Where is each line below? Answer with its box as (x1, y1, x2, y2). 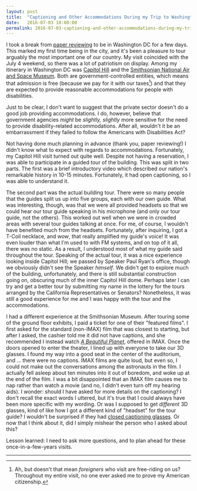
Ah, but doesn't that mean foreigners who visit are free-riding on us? (14, 466, 181, 473)
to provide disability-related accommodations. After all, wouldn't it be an (6, 122, 181, 130)
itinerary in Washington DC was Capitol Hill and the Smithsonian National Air (6, 66, 190, 74)
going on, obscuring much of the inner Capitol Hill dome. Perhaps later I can (6, 276, 190, 283)
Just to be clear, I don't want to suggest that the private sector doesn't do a (6, 104, 189, 111)
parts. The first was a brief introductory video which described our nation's (6, 165, 188, 172)
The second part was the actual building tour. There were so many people (6, 189, 185, 196)
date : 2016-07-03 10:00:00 (6, 19, 77, 25)
